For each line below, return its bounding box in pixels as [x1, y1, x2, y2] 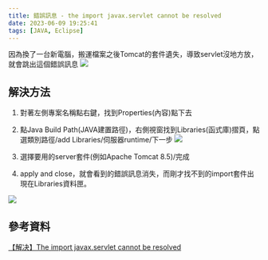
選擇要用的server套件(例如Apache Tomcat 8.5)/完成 [19, 152, 190, 162]
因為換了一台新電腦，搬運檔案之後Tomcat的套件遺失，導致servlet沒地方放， [8, 50, 258, 59]
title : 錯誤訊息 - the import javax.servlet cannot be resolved [8, 11, 222, 20]
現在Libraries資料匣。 [19, 179, 92, 189]
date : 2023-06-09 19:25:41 [8, 19, 98, 27]
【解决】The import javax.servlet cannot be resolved [8, 242, 182, 252]
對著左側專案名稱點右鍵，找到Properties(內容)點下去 [19, 108, 193, 118]
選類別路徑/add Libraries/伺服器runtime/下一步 [19, 135, 173, 145]
